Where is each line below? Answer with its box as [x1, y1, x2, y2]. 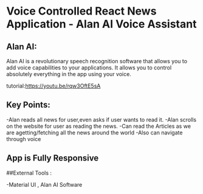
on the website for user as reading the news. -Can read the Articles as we [6, 122, 191, 130]
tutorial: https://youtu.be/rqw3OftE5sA [6, 82, 101, 89]
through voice [6, 135, 41, 142]
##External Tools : [6, 169, 52, 176]
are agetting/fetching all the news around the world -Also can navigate [6, 129, 183, 136]
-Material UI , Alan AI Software [6, 181, 83, 188]
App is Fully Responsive [6, 153, 99, 164]
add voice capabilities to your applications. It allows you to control [6, 64, 172, 71]
